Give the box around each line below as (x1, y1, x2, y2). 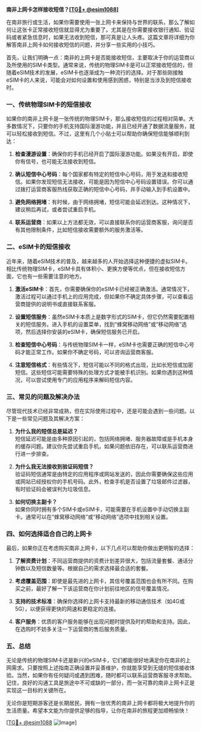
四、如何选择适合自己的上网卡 (6, 530, 93, 538)
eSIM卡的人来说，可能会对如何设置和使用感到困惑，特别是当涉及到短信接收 (6, 76, 192, 83)
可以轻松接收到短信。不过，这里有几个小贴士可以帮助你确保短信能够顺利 (6, 130, 184, 138)
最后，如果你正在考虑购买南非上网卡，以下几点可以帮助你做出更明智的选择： (6, 545, 195, 552)
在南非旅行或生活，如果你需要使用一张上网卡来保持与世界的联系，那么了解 (6, 19, 190, 26)
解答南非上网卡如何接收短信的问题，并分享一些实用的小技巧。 (6, 41, 159, 48)
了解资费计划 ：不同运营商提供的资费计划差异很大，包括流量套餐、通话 (14, 557, 188, 564)
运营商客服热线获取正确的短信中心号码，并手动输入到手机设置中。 (31, 186, 193, 193)
